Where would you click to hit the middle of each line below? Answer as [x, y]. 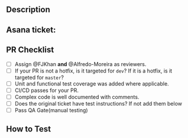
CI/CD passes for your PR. [46, 90]
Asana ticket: [31, 30]
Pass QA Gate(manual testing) [51, 110]
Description [28, 10]
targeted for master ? [39, 77]
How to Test [29, 129]
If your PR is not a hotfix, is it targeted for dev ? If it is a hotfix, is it [93, 71]
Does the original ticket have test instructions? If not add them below [98, 103]
